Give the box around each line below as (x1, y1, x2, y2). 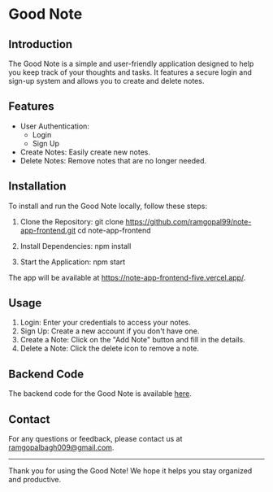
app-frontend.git (19, 225, 76, 235)
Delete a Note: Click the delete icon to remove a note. (19, 343, 200, 354)
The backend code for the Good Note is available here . (8, 389, 193, 398)
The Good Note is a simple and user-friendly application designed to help (8, 59, 254, 68)
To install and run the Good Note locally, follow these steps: (8, 201, 207, 211)
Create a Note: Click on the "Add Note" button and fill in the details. (19, 335, 245, 345)
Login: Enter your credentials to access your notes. (19, 318, 191, 328)
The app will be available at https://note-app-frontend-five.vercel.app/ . (8, 272, 246, 282)
